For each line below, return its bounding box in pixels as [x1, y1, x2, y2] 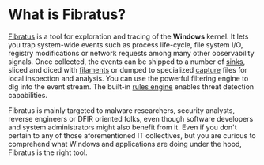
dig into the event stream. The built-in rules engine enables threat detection [8, 81, 255, 92]
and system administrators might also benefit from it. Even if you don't [8, 122, 237, 132]
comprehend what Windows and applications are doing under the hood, [8, 139, 243, 148]
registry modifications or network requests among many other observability [8, 48, 255, 58]
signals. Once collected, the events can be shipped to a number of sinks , [8, 57, 246, 66]
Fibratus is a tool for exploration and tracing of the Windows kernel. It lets [8, 32, 249, 41]
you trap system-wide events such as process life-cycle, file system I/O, [8, 39, 243, 49]
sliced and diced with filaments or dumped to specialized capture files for [8, 65, 247, 74]
